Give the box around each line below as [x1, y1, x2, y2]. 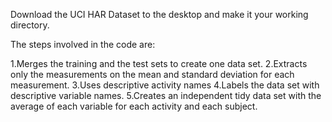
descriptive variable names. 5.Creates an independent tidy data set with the [10, 90, 322, 101]
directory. [10, 19, 50, 31]
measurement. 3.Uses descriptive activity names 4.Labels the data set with [10, 79, 320, 91]
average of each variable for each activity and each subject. [10, 100, 258, 112]
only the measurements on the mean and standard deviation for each [10, 69, 295, 80]
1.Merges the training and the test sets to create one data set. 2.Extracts [10, 58, 308, 69]
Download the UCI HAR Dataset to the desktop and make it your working [10, 9, 309, 20]
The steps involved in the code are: [10, 39, 156, 50]
